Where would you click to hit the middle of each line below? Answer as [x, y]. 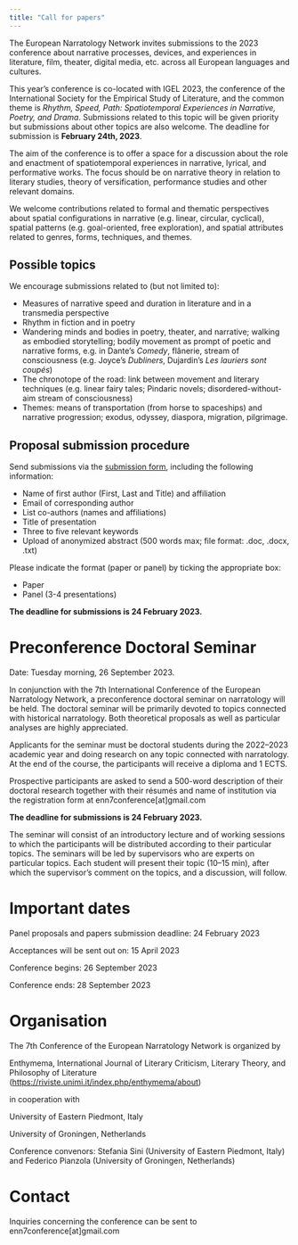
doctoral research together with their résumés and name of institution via [143, 791]
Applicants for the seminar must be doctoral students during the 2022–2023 [149, 745]
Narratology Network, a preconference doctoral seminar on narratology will [147, 699]
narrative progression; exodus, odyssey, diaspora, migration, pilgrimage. [155, 417]
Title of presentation [59, 522]
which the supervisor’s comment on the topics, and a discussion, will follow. [148, 873]
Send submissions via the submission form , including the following [131, 467]
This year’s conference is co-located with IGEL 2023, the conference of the [147, 88]
